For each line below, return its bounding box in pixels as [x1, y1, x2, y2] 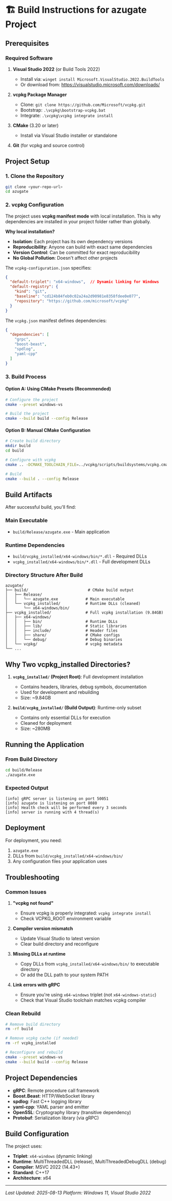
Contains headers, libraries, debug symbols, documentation [20, 684, 147, 690]
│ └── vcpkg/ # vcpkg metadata [5, 641, 123, 647]
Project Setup [5, 157, 50, 166]
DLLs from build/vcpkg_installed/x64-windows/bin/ [12, 852, 123, 859]
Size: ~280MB [20, 726, 51, 732]
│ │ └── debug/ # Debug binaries [5, 637, 123, 642]
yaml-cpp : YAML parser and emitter [12, 1104, 90, 1110]
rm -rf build [5, 1027, 33, 1032]
